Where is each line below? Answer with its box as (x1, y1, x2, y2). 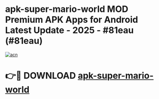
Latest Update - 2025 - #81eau (5, 25, 134, 36)
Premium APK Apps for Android (5, 14, 138, 25)
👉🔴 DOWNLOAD (5, 70, 76, 82)
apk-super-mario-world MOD (5, 3, 128, 15)
